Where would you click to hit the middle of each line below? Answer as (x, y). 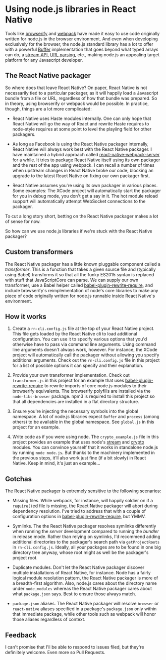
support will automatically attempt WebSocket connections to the (79, 201)
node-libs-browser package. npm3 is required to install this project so (83, 396)
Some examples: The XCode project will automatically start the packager (86, 191)
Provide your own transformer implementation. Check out (71, 375)
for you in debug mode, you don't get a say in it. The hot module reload (85, 196)
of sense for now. (23, 221)
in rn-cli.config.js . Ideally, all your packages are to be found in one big (86, 547)
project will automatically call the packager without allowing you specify (86, 355)
